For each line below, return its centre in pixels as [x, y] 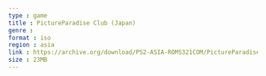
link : [19, 52]
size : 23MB [28, 60]
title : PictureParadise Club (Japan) [72, 23]
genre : [21, 30]
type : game [28, 15]
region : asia [32, 45]
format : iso [30, 38]
